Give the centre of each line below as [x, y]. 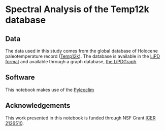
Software [20, 78]
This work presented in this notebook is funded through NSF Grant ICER [80, 118]
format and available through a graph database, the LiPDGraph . [72, 61]
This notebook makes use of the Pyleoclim [50, 90]
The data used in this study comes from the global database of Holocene [82, 51]
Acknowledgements [38, 105]
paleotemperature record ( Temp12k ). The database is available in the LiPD [83, 56]
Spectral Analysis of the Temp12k [77, 9]
